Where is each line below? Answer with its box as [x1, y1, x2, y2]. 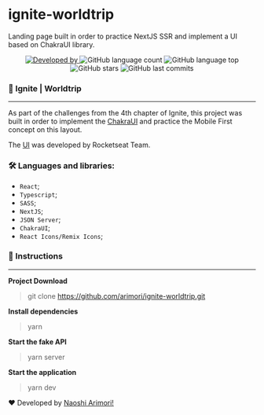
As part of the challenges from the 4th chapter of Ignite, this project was [8, 108, 243, 118]
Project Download [8, 276, 68, 285]
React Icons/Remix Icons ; [19, 231, 104, 241]
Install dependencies [8, 307, 79, 316]
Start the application [8, 367, 77, 376]
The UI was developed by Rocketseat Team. [8, 140, 151, 150]
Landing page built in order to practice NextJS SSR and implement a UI [8, 31, 238, 41]
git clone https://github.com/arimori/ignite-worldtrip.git [27, 291, 206, 300]
